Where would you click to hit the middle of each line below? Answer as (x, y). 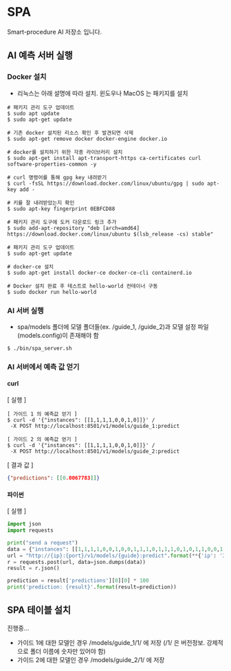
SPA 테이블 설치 (39, 610)
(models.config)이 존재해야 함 (58, 335)
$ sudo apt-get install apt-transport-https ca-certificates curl (104, 158)
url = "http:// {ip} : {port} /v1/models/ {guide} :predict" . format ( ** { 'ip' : (112, 556)
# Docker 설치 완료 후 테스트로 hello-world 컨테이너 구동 (82, 286)
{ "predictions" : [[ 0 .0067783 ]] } (53, 478)
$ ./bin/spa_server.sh (40, 348)
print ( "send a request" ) (43, 543)
